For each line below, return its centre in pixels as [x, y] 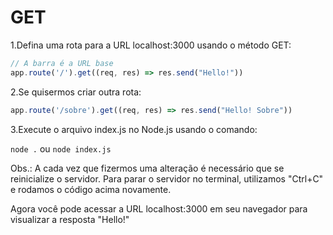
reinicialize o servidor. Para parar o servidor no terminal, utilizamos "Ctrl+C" [167, 178]
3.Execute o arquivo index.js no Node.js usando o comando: [134, 129]
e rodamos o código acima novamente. [91, 189]
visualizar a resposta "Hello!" [70, 219]
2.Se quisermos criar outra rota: [76, 92]
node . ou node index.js [61, 148]
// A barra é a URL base [62, 63]
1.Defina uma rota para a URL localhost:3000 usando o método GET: [151, 45]
